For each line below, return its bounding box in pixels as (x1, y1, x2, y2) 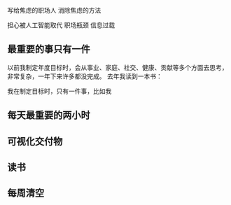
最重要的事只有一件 (7, 43, 90, 55)
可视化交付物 (7, 135, 63, 147)
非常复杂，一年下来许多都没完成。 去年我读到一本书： (7, 72, 162, 80)
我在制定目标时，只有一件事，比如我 (7, 87, 112, 95)
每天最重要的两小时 (7, 109, 90, 121)
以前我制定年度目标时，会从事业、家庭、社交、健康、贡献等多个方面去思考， (7, 63, 228, 71)
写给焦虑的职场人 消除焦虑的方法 (7, 6, 101, 14)
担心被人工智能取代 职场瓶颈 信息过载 (7, 21, 115, 29)
